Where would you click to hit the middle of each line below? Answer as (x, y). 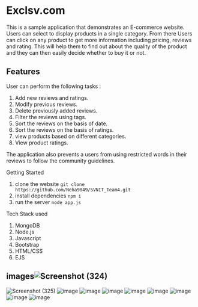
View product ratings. (41, 143)
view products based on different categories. (70, 136)
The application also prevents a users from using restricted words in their (97, 154)
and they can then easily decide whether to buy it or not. (76, 52)
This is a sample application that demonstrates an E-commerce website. (95, 27)
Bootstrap (27, 244)
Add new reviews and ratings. (52, 98)
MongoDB (27, 225)
